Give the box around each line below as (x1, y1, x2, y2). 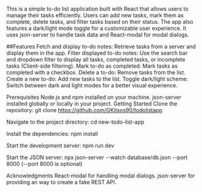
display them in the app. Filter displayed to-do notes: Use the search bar (6, 49, 188, 57)
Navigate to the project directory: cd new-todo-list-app (6, 118, 145, 126)
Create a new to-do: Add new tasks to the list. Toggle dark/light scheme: (6, 76, 189, 82)
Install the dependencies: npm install (6, 130, 99, 137)
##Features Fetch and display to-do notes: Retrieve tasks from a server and (6, 43, 196, 50)
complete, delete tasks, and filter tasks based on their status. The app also (6, 18, 193, 25)
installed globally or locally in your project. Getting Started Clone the (6, 100, 178, 107)
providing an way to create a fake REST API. (6, 179, 117, 185)
